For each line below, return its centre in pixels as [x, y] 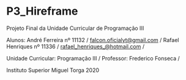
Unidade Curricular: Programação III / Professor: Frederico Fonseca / [93, 58]
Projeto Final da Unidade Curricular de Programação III [75, 28]
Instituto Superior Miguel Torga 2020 [53, 70]
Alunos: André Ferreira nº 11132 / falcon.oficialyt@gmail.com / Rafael [93, 40]
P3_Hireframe [42, 11]
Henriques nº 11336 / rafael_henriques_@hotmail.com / [76, 46]
